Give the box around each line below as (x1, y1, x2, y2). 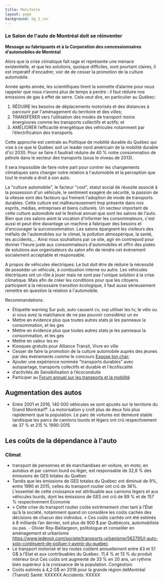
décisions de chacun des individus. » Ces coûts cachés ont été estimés (12, 515, 156, 521)
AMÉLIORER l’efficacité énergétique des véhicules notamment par (12, 124, 145, 130)
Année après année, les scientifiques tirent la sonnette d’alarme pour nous (5, 83, 155, 89)
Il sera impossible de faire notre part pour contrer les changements (5, 164, 140, 170)
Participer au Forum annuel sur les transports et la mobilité (12, 374, 130, 380)
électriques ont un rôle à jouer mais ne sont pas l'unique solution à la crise (5, 272, 155, 278)
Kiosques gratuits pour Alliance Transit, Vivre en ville (12, 343, 119, 349)
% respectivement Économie (12, 499, 71, 505)
